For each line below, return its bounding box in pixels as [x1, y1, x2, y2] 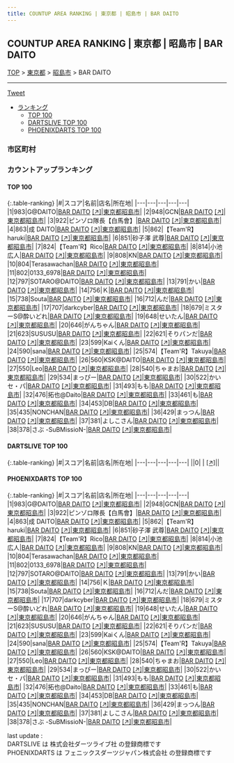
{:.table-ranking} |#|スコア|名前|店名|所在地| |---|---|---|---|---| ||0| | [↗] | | [7, 458, 220, 467]
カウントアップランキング [7, 165, 93, 175]
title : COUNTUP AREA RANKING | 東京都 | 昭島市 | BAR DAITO [7, 10, 179, 17]
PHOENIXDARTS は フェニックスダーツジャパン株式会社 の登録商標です [7, 748, 212, 757]
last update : [7, 731, 43, 739]
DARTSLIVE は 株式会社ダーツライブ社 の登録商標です [7, 739, 162, 748]
